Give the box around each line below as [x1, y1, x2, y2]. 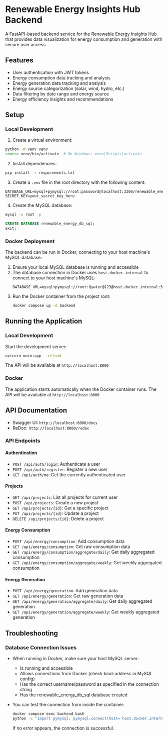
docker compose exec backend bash [12, 711, 84, 716]
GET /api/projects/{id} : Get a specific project [12, 505, 109, 511]
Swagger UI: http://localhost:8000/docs [12, 419, 97, 426]
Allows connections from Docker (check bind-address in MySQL [19, 670, 153, 676]
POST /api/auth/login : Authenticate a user [12, 461, 100, 467]
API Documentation [5, 406, 67, 415]
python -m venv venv [5, 147, 48, 152]
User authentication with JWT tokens [12, 69, 89, 75]
